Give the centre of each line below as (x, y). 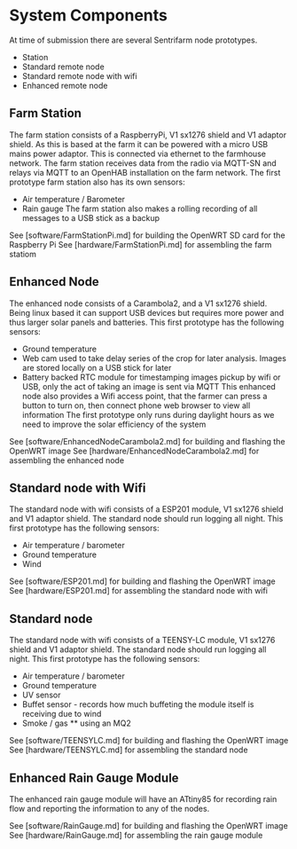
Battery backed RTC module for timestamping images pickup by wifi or (151, 377)
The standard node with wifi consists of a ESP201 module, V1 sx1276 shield (146, 509)
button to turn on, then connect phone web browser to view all (136, 405)
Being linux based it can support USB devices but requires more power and (147, 312)
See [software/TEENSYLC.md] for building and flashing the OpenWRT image (149, 741)
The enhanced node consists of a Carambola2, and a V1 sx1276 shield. (138, 303)
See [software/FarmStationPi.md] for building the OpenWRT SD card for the (147, 235)
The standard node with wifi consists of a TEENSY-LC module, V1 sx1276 (142, 641)
